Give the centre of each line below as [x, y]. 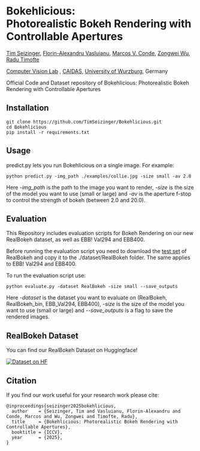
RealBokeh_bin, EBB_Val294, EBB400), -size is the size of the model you [95, 304]
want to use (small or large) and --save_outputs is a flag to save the [90, 311]
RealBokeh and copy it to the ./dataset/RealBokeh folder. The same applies [98, 258]
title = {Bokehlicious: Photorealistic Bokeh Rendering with [95, 422]
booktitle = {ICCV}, [37, 432]
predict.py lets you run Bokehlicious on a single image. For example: [90, 165]
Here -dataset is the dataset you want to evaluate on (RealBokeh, [87, 297]
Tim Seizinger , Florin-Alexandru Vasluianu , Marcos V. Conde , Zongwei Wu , [98, 53]
